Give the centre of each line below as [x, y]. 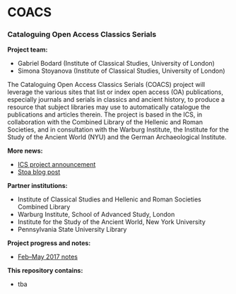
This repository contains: [45, 271]
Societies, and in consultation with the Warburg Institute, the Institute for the [118, 130]
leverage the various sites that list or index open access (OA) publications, [116, 92]
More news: [25, 151]
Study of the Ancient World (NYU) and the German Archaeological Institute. [117, 137]
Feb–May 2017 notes [47, 257]
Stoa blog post [39, 172]
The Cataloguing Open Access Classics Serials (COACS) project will [106, 85]
